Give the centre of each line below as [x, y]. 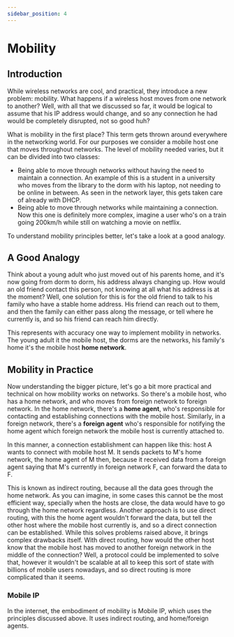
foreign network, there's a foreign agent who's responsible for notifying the [116, 423]
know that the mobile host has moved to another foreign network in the [109, 547]
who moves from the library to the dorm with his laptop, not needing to [119, 185]
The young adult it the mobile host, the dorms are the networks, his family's [116, 340]
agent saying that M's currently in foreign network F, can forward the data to [117, 467]
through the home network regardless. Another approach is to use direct [112, 510]
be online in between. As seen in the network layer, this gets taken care [120, 192]
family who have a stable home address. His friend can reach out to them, [114, 304]
